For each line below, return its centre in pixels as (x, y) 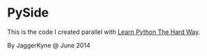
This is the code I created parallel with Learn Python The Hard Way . (104, 32)
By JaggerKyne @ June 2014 (49, 45)
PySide (28, 13)
